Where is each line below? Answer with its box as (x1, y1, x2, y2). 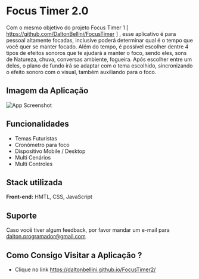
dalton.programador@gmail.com (6, 233, 86, 240)
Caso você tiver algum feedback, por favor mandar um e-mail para (6, 226, 170, 234)
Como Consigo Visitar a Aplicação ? (6, 250, 142, 260)
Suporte (6, 210, 37, 220)
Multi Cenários (14, 154, 51, 161)
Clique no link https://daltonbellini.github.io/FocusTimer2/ (14, 266, 156, 273)
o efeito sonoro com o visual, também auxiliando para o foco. (6, 68, 157, 75)
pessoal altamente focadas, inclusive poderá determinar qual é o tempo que (6, 36, 194, 44)
